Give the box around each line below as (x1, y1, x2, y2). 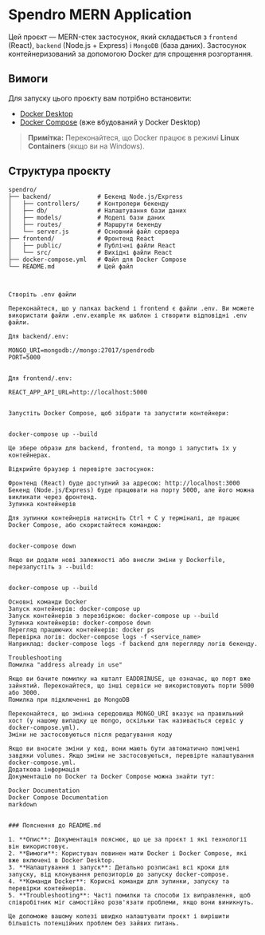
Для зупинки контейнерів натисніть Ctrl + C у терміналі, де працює (8, 513, 240, 522)
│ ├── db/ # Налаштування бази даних (8, 206, 187, 215)
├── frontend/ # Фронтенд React (8, 234, 155, 243)
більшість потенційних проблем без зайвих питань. (8, 919, 180, 927)
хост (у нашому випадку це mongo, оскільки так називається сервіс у (8, 716, 244, 724)
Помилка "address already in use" (8, 660, 123, 668)
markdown (8, 800, 37, 808)
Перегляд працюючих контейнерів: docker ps (8, 625, 155, 634)
